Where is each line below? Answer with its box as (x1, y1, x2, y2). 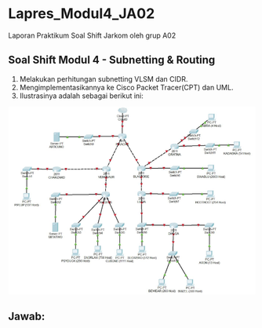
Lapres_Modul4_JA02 (8, 5, 155, 23)
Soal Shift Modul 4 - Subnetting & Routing (8, 53, 216, 67)
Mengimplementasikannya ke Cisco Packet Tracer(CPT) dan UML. (19, 82, 234, 92)
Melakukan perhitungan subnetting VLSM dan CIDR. (19, 74, 188, 83)
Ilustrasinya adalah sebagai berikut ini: (19, 91, 144, 100)
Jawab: (8, 310, 45, 323)
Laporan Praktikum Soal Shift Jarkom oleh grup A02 (8, 31, 176, 40)
